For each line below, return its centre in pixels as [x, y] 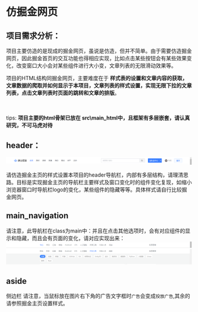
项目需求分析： [33, 36]
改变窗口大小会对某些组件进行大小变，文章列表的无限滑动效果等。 [96, 66]
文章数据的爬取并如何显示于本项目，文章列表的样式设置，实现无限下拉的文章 [99, 85]
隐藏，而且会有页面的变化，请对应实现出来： [70, 238]
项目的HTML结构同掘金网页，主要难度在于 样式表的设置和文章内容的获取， [97, 78]
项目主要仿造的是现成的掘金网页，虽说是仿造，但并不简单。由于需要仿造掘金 [99, 51]
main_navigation [37, 216]
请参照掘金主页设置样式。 [37, 303]
